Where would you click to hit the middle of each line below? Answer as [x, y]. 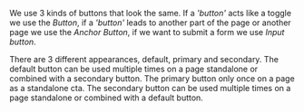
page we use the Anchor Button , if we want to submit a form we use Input [147, 32]
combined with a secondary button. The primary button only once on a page [152, 79]
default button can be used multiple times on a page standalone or [134, 69]
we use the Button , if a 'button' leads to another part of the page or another [151, 23]
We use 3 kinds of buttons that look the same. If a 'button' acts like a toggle [151, 13]
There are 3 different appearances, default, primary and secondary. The [144, 59]
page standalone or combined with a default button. [107, 98]
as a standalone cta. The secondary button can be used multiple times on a [150, 88]
